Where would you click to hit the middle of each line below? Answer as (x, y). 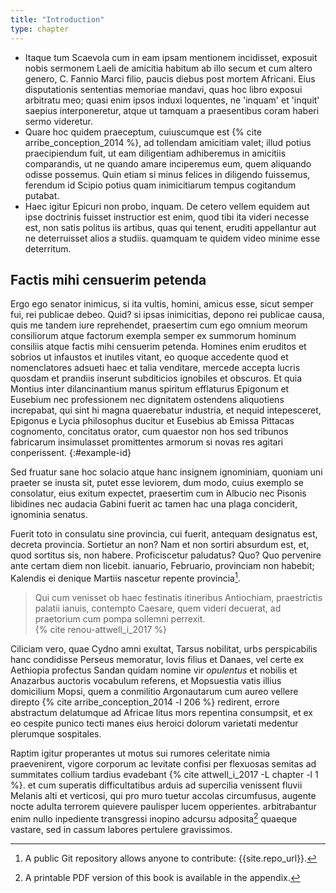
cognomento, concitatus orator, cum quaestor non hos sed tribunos (149, 432)
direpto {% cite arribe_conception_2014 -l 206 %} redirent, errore (145, 702)
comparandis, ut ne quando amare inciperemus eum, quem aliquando (168, 163)
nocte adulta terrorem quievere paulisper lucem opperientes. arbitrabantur (163, 806)
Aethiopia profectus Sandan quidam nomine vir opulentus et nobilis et (154, 670)
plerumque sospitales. (56, 733)
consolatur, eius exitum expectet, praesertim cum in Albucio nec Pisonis (158, 493)
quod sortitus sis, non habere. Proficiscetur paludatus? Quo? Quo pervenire (166, 555)
